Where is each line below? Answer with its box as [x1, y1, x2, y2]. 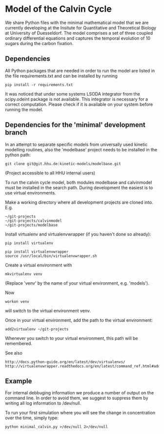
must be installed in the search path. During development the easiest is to [5, 185, 153, 191]
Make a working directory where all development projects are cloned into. [5, 199, 154, 205]
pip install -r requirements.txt [5, 82, 73, 87]
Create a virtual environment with [5, 262, 72, 268]
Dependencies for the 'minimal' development [5, 121, 145, 129]
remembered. [5, 340, 33, 346]
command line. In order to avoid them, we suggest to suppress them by [5, 395, 148, 401]
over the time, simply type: [5, 415, 59, 421]
